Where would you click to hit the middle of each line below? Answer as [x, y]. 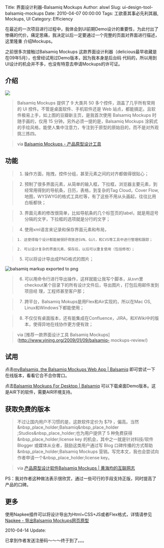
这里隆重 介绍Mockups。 [30, 41]
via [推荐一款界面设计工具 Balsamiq [53, 335]
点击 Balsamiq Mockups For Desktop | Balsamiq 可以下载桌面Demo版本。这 [81, 386]
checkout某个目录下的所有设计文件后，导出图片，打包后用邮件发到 [92, 285]
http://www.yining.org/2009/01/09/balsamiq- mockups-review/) [83, 340]
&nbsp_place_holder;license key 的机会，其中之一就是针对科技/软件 [85, 439]
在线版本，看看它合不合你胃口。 [37, 376]
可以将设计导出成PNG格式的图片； [59, 259]
